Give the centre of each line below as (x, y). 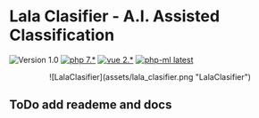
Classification (62, 35)
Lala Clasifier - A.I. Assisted (115, 16)
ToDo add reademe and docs (91, 105)
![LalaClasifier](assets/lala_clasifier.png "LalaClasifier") (150, 76)
